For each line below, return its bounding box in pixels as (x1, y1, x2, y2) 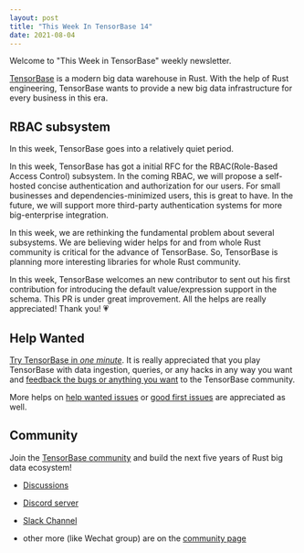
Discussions (22, 479, 69, 490)
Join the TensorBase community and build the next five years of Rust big (9, 452, 283, 463)
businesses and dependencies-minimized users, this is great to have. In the (9, 190, 294, 201)
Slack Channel (22, 515, 78, 526)
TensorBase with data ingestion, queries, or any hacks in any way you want (9, 365, 293, 375)
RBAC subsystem (9, 119, 111, 134)
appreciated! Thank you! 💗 (9, 303, 110, 314)
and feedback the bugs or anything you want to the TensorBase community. (9, 374, 296, 385)
